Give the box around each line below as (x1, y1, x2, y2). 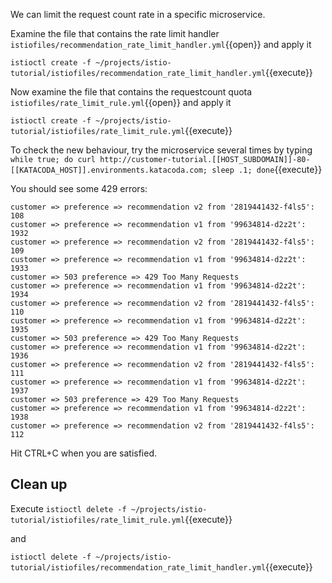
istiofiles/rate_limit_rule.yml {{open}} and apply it (10, 97, 232, 108)
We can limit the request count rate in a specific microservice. (10, 9, 266, 20)
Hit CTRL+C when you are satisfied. (10, 447, 158, 459)
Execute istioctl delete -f (10, 502, 127, 514)
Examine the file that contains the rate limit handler (10, 28, 220, 39)
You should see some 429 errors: (10, 183, 148, 194)
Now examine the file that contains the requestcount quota (10, 86, 253, 98)
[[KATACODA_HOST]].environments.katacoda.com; (10, 165, 208, 175)
